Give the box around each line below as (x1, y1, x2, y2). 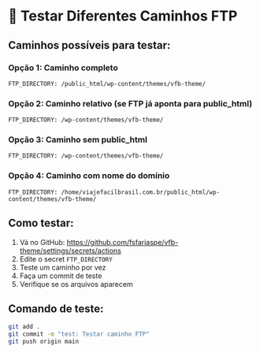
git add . (8, 323, 41, 331)
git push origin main (8, 338, 80, 346)
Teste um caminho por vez (19, 262, 106, 272)
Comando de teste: (8, 302, 104, 315)
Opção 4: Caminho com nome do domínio (8, 170, 170, 181)
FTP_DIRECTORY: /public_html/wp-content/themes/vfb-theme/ (8, 80, 206, 87)
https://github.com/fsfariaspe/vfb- (66, 237, 179, 247)
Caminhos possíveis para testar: (8, 39, 171, 52)
